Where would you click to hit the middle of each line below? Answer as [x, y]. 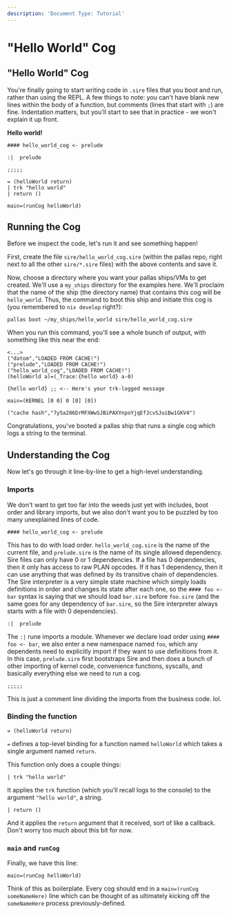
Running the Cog [44, 227]
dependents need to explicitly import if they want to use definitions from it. [113, 651]
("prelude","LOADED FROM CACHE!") [57, 365]
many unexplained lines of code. [53, 519]
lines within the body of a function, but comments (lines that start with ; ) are [115, 104]
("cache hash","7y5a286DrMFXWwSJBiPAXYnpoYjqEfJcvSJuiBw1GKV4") [101, 413]
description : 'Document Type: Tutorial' [66, 13]
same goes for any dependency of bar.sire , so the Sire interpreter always [113, 604]
